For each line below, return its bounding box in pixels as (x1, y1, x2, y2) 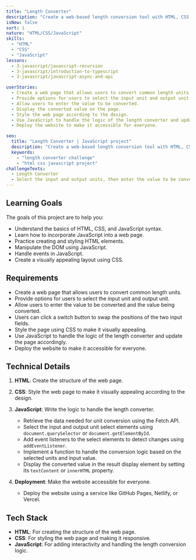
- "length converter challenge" (16, 154, 95, 161)
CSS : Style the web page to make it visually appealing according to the (14, 389, 185, 396)
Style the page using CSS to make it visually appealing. (14, 326, 147, 333)
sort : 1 (6, 25, 25, 31)
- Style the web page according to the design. (11, 112, 129, 118)
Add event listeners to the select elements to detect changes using (23, 436, 184, 443)
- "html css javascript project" (16, 160, 98, 166)
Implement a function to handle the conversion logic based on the (23, 448, 182, 455)
